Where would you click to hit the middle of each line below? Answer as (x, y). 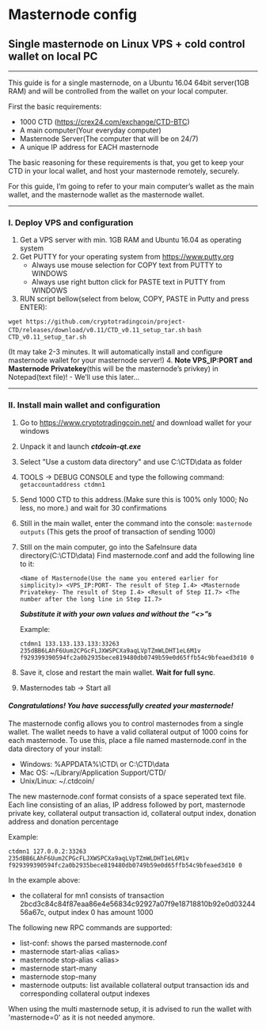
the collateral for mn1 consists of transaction (92, 895)
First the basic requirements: (55, 106)
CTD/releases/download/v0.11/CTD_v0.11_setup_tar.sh (97, 331)
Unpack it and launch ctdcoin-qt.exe (80, 446)
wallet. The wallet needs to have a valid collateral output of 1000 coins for (128, 732)
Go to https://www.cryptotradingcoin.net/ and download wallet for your (135, 423)
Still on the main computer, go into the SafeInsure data (108, 547)
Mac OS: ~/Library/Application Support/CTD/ (93, 772)
